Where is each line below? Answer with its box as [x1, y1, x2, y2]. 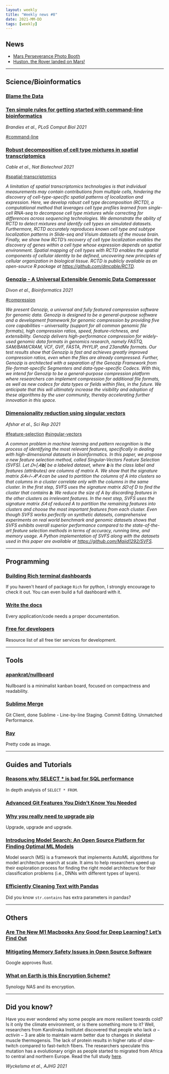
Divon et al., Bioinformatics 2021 [6, 287, 73, 293]
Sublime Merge [6, 700, 44, 707]
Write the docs [6, 601, 43, 608]
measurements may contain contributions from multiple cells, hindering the [6, 189, 161, 195]
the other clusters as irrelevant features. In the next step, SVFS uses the [6, 495, 155, 501]
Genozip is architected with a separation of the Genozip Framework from [6, 360, 157, 366]
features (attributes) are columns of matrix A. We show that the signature [6, 468, 158, 474]
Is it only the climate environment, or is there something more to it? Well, [6, 1021, 155, 1027]
